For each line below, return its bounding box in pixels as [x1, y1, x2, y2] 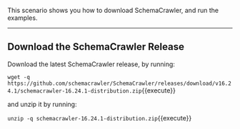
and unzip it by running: [7, 100, 77, 108]
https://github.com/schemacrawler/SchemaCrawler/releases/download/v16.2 [7, 80, 232, 87]
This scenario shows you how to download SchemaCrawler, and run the [7, 6, 219, 14]
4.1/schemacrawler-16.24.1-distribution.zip [7, 87, 142, 95]
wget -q [7, 73, 31, 81]
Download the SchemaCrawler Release [7, 41, 184, 53]
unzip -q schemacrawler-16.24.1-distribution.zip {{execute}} [7, 113, 192, 122]
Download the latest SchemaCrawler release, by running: [7, 60, 175, 68]
